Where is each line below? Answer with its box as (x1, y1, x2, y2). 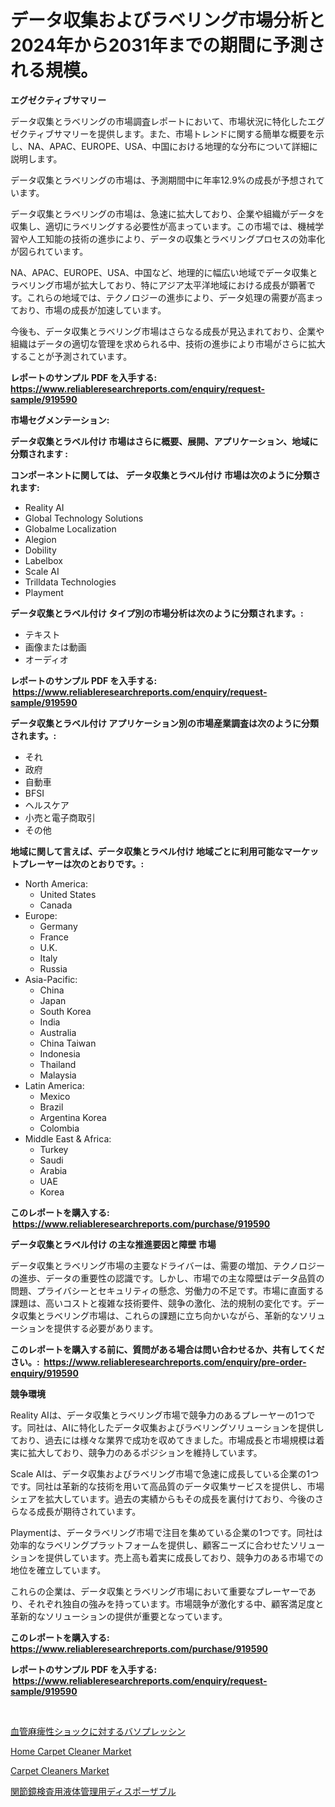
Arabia (39, 1164, 68, 1176)
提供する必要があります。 (53, 1322, 159, 1334)
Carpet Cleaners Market (10, 1764, 110, 1776)
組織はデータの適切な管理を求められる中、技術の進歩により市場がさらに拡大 (10, 337, 326, 350)
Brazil (39, 1101, 64, 1113)
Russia (39, 962, 68, 975)
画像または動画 (24, 641, 87, 653)
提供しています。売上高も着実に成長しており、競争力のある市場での (44, 1551, 324, 1563)
